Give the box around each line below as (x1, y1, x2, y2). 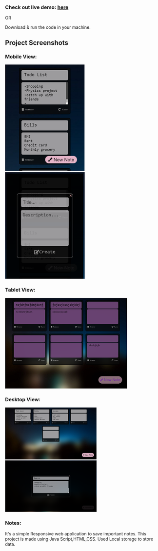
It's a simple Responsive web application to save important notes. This (5, 531, 146, 536)
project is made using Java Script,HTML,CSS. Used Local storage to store (5, 536, 154, 542)
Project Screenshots (5, 39, 68, 47)
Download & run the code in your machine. (5, 24, 91, 30)
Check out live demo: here (5, 4, 69, 11)
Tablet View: (5, 286, 36, 293)
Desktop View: (5, 396, 40, 403)
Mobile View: (5, 53, 37, 60)
